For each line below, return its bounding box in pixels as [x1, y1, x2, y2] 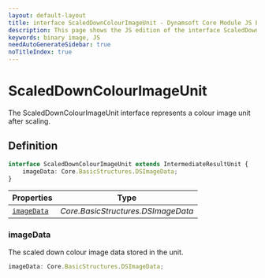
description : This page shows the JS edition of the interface [8, 26, 221, 34]
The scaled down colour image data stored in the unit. [8, 247, 184, 257]
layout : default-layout [8, 11, 87, 20]
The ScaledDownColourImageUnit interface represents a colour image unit [8, 108, 251, 117]
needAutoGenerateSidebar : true [8, 41, 111, 49]
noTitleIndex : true [8, 48, 73, 56]
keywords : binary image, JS [8, 33, 101, 42]
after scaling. [8, 116, 51, 126]
